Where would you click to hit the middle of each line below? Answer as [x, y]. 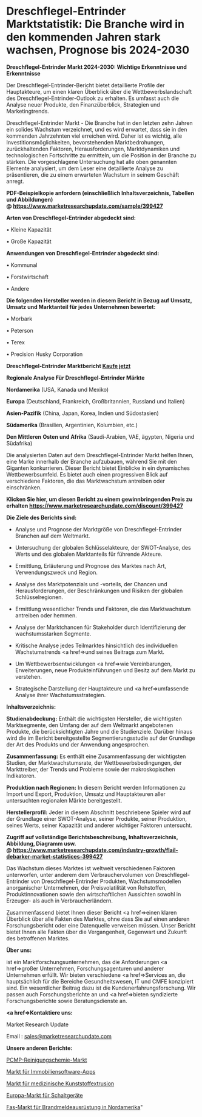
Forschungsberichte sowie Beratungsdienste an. [67, 1001]
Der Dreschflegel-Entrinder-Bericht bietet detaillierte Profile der [86, 85]
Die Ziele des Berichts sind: [42, 517]
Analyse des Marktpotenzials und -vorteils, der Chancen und [91, 584]
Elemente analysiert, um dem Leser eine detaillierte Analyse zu [85, 168]
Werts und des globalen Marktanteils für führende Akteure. [89, 554]
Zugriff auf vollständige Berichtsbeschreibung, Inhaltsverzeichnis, [92, 837]
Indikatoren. [21, 776]
